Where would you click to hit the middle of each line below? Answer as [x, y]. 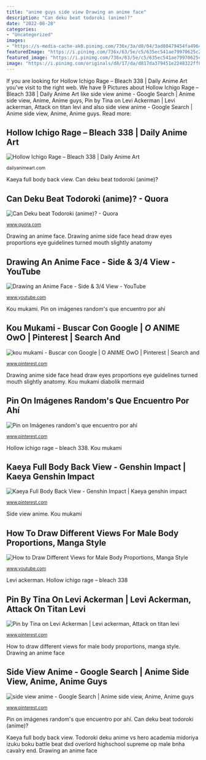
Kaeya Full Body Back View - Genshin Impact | [96, 467]
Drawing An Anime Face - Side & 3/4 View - [91, 262]
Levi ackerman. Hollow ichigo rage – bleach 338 [67, 580]
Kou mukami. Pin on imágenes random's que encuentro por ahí [86, 309]
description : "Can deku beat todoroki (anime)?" [70, 18]
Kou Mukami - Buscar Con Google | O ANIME [93, 328]
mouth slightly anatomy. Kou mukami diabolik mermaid [75, 381]
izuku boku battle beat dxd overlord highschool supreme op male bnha [96, 744]
